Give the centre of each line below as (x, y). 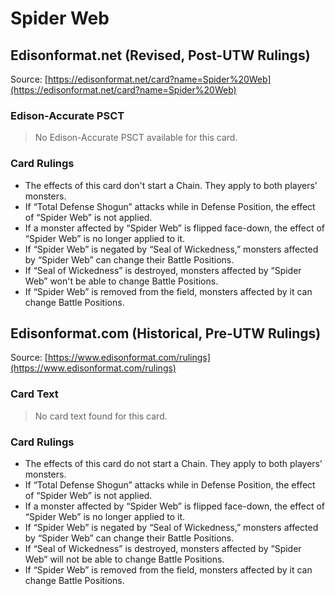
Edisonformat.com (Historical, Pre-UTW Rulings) (166, 333)
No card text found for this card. (101, 416)
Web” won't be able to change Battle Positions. (121, 281)
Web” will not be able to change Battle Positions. (124, 559)
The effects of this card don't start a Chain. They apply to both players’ (171, 185)
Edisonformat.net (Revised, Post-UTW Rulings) (160, 55)
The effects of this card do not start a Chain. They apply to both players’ (173, 463)
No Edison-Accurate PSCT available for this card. (136, 138)
